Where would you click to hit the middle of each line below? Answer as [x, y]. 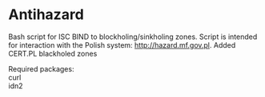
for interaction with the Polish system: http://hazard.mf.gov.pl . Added [122, 45]
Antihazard [46, 15]
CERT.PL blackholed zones [53, 53]
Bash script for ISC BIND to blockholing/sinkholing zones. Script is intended [133, 37]
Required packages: [41, 68]
